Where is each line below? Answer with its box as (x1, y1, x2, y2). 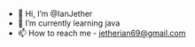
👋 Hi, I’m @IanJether (17, 9, 93, 19)
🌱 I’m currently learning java (17, 18, 121, 28)
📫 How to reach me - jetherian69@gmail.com (17, 27, 186, 38)
